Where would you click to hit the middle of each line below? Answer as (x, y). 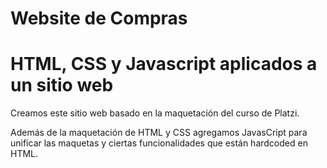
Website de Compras (99, 18)
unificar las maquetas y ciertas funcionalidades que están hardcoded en (159, 143)
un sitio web (62, 85)
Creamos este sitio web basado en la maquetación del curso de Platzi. (155, 113)
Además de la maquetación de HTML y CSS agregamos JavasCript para (159, 133)
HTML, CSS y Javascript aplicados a (164, 64)
